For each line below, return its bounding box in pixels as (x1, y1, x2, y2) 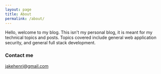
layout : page (5, 7, 32, 12)
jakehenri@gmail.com (5, 63, 49, 69)
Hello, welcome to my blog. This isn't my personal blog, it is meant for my (5, 30, 153, 36)
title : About (5, 12, 32, 17)
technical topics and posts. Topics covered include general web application (5, 35, 157, 40)
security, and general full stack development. (5, 40, 96, 46)
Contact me (5, 52, 34, 59)
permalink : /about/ (5, 16, 45, 21)
